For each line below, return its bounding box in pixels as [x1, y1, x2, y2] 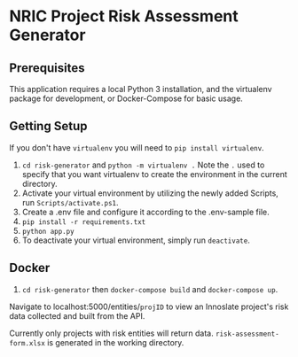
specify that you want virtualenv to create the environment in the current [21, 168, 287, 179]
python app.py [21, 227, 74, 236]
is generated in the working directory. [47, 337, 184, 347]
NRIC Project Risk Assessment [9, 6, 239, 27]
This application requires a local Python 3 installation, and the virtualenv [9, 84, 272, 94]
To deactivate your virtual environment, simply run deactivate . [21, 235, 250, 245]
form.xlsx [9, 338, 46, 347]
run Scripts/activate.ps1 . [21, 197, 119, 207]
